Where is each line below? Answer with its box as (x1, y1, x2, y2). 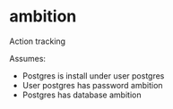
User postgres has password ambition (22, 80, 163, 90)
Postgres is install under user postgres (22, 70, 165, 81)
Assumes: (9, 53, 47, 63)
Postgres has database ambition (22, 89, 142, 100)
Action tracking (9, 36, 65, 46)
